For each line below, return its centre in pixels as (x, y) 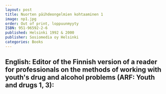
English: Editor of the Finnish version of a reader (81, 62)
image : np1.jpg (21, 19)
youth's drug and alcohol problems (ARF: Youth (80, 77)
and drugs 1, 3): (30, 85)
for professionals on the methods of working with (83, 70)
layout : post (19, 10)
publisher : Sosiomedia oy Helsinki (42, 38)
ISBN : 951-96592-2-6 (27, 28)
